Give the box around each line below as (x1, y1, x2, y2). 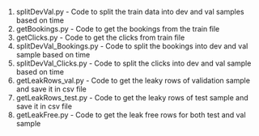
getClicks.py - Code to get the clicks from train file (15, 32, 185, 42)
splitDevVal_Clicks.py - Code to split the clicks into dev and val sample (15, 58, 252, 68)
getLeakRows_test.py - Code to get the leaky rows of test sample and (15, 93, 248, 102)
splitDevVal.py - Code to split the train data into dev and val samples (15, 7, 244, 16)
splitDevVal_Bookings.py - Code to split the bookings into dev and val (15, 41, 248, 51)
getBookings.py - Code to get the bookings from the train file (15, 24, 220, 33)
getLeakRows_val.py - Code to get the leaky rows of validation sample (15, 76, 251, 85)
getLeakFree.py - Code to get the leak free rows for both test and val (15, 110, 246, 120)
